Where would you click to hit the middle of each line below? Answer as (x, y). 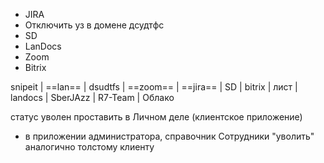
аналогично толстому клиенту (89, 147)
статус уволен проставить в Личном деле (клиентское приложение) (156, 117)
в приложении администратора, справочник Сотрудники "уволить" (169, 136)
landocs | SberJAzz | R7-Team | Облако (92, 97)
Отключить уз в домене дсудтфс (94, 25)
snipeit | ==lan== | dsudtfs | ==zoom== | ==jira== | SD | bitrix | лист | (154, 87)
